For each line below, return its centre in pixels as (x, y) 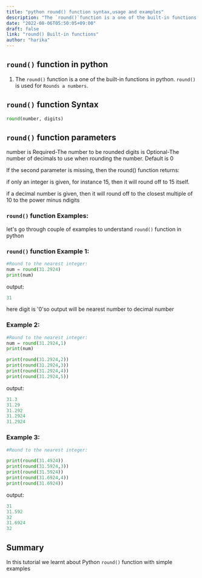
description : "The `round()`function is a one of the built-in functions (102, 18)
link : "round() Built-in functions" (52, 35)
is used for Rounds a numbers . (52, 85)
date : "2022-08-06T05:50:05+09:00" (51, 23)
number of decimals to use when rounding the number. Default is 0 (90, 159)
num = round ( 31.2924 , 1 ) (36, 343)
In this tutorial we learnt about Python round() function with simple (89, 562)
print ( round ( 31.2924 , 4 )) (38, 371)
